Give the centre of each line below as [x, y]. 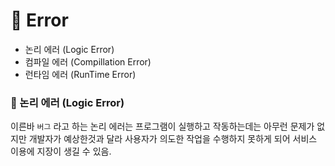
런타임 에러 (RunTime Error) [80, 74]
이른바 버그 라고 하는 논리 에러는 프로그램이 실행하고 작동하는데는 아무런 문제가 [162, 126]
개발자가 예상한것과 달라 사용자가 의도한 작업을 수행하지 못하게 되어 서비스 [173, 139]
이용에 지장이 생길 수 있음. [61, 151]
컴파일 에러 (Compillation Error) [88, 61]
